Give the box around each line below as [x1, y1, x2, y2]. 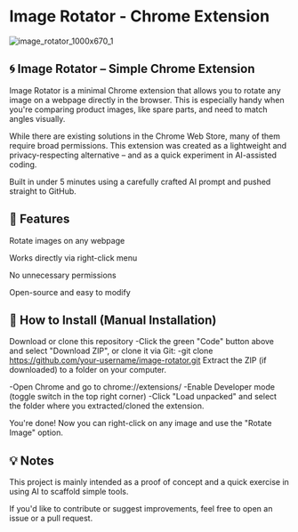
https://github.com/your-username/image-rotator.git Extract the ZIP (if [9, 355, 267, 366]
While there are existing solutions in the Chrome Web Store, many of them [9, 131, 280, 141]
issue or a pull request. [9, 513, 93, 524]
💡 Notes [9, 453, 55, 468]
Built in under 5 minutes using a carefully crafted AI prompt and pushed [9, 176, 271, 187]
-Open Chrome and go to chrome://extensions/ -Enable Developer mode [9, 382, 276, 392]
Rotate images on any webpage [9, 235, 125, 246]
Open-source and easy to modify [9, 286, 131, 297]
